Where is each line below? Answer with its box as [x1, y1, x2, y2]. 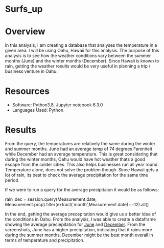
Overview [5, 26, 46, 37]
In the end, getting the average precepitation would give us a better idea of [5, 211, 156, 217]
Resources [5, 86, 50, 97]
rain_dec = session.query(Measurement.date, [5, 196, 97, 202]
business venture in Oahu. [5, 68, 58, 74]
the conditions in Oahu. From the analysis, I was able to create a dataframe [5, 217, 156, 222]
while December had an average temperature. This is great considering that [5, 151, 158, 157]
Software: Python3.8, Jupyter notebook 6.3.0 [12, 102, 103, 108]
